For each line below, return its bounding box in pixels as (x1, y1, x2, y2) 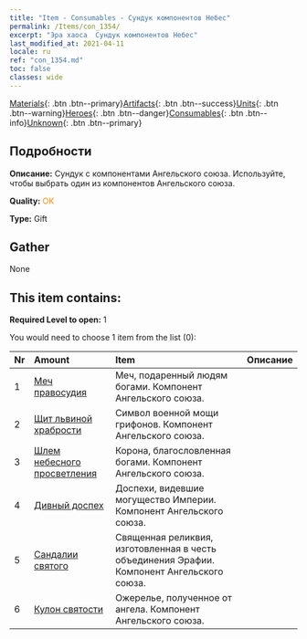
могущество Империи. (115, 494, 217, 507)
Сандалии (33, 549, 79, 561)
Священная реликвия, (115, 531, 214, 544)
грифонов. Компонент (115, 418, 213, 431)
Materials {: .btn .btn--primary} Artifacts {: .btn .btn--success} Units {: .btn (9, 98, 279, 109)
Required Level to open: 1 (9, 314, 107, 325)
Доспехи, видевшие (115, 482, 205, 495)
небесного (33, 456, 81, 468)
